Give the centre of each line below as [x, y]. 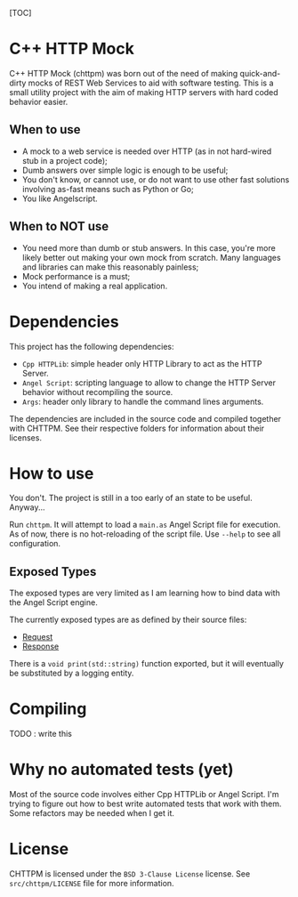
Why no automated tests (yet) [121, 770]
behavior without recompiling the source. [97, 392]
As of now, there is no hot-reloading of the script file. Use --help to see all [145, 534]
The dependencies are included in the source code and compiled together [145, 418]
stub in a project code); [65, 160]
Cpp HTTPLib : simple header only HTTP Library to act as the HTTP [142, 363]
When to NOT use [59, 226]
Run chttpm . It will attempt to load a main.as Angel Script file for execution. [145, 525]
